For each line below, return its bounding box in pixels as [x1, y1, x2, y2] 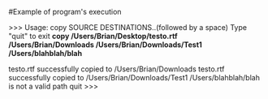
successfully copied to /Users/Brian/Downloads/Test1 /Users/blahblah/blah [8, 73, 260, 82]
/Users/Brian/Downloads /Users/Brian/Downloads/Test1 [8, 40, 203, 49]
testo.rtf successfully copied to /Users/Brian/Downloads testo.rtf [8, 64, 225, 74]
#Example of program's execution [8, 7, 122, 16]
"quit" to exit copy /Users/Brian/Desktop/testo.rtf [8, 32, 178, 41]
